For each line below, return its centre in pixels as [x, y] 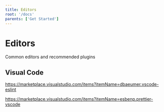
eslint [11, 90]
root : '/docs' [20, 14]
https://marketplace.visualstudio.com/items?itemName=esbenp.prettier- [79, 99]
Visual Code [24, 72]
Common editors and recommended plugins [50, 57]
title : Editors [21, 10]
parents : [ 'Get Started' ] [32, 19]
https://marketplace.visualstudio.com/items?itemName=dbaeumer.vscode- [82, 84]
